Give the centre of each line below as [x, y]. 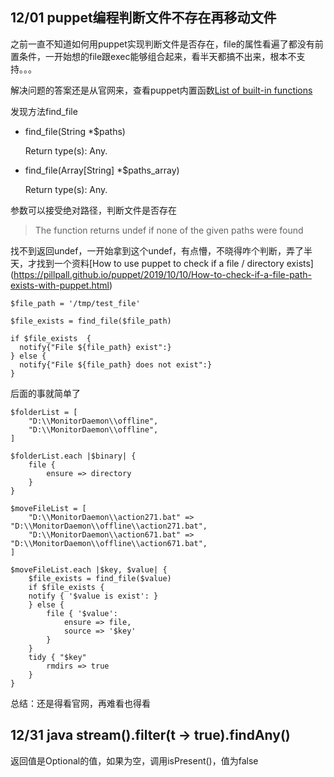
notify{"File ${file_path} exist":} [95, 347]
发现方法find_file [44, 111]
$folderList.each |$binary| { [73, 456]
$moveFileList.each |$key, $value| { [89, 569]
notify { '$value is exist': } [93, 596]
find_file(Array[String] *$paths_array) [102, 170]
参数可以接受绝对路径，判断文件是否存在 [93, 210]
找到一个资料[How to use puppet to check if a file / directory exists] [175, 263]
